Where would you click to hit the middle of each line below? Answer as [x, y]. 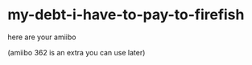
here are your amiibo [42, 37]
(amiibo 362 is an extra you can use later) [76, 52]
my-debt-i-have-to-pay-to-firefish [126, 15]
